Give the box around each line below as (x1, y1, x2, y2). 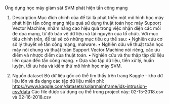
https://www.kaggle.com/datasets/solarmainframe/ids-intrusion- (12, 83, 147, 89)
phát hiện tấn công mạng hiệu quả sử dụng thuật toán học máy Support (12, 20, 161, 26)
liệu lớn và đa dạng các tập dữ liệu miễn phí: (12, 78, 104, 84)
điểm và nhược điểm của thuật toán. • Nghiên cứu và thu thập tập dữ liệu (12, 52, 164, 58)
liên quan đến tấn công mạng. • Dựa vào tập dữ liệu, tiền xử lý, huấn (12, 58, 154, 63)
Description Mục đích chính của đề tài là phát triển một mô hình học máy (12, 15, 164, 20)
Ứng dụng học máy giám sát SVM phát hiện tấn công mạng (5, 5, 128, 11)
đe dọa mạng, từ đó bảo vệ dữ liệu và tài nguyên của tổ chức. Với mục (12, 31, 158, 36)
